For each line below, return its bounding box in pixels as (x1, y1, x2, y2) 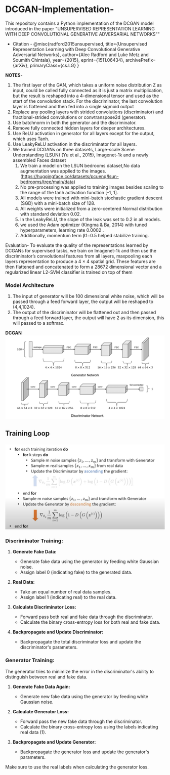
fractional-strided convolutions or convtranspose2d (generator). (12, 114, 147, 120)
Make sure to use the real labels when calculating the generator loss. (5, 764, 149, 770)
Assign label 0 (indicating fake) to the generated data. (20, 569, 133, 575)
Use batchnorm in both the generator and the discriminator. (12, 119, 137, 125)
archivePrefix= (125, 57, 156, 63)
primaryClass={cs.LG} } (29, 62, 79, 68)
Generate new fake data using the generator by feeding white (20, 693, 148, 699)
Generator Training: (5, 657, 55, 664)
